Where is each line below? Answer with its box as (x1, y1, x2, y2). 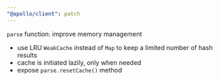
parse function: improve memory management (6, 30, 142, 38)
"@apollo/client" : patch (6, 10, 80, 18)
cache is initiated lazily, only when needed (16, 58, 142, 67)
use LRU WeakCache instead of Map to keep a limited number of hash (16, 43, 213, 51)
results (16, 51, 38, 59)
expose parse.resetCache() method (16, 66, 122, 74)
